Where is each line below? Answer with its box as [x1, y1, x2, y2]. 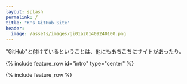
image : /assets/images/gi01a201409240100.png [11, 31, 127, 37]
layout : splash [5, 8, 44, 15]
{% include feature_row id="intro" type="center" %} [5, 60, 134, 67]
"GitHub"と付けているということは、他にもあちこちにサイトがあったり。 [5, 48, 185, 55]
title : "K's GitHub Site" [5, 20, 70, 26]
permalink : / [5, 14, 38, 20]
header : [5, 25, 25, 32]
